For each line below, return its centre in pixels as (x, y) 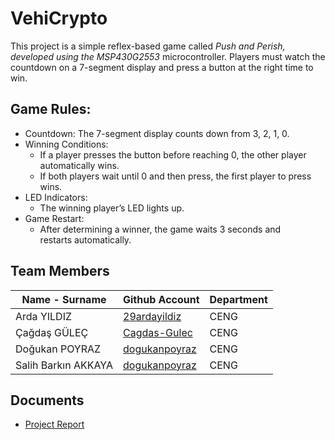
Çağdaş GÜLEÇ (52, 332)
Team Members (60, 271)
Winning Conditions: (66, 144)
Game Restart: (54, 218)
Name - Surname (64, 299)
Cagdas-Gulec (158, 332)
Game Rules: (51, 109)
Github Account (161, 299)
